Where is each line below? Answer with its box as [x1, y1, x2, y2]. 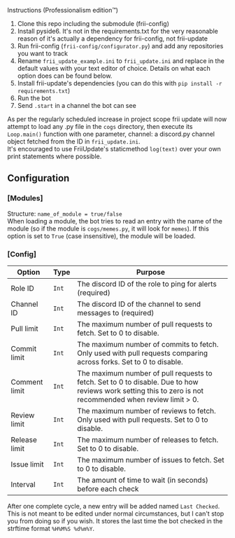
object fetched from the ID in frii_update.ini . [7, 137, 141, 146]
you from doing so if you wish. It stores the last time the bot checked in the [7, 516, 223, 525]
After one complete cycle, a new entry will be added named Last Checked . [7, 502, 220, 510]
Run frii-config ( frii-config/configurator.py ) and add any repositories [17, 42, 224, 50]
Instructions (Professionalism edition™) [7, 6, 119, 14]
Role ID [10, 283, 34, 293]
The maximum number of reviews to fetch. [76, 406, 217, 415]
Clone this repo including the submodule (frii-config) [17, 20, 169, 27]
